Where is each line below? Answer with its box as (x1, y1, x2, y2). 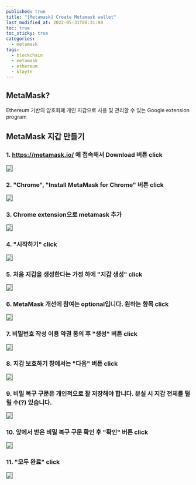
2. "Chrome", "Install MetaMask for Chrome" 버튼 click (6, 180, 164, 188)
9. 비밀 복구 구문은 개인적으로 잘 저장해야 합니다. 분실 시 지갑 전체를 (6, 389, 184, 398)
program (6, 113, 27, 120)
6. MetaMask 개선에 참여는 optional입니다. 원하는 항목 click (6, 300, 169, 308)
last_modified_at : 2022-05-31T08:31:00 (6, 19, 104, 25)
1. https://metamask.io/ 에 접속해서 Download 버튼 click (6, 151, 163, 159)
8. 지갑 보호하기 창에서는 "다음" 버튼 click (6, 359, 118, 368)
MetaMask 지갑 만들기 (6, 132, 85, 142)
